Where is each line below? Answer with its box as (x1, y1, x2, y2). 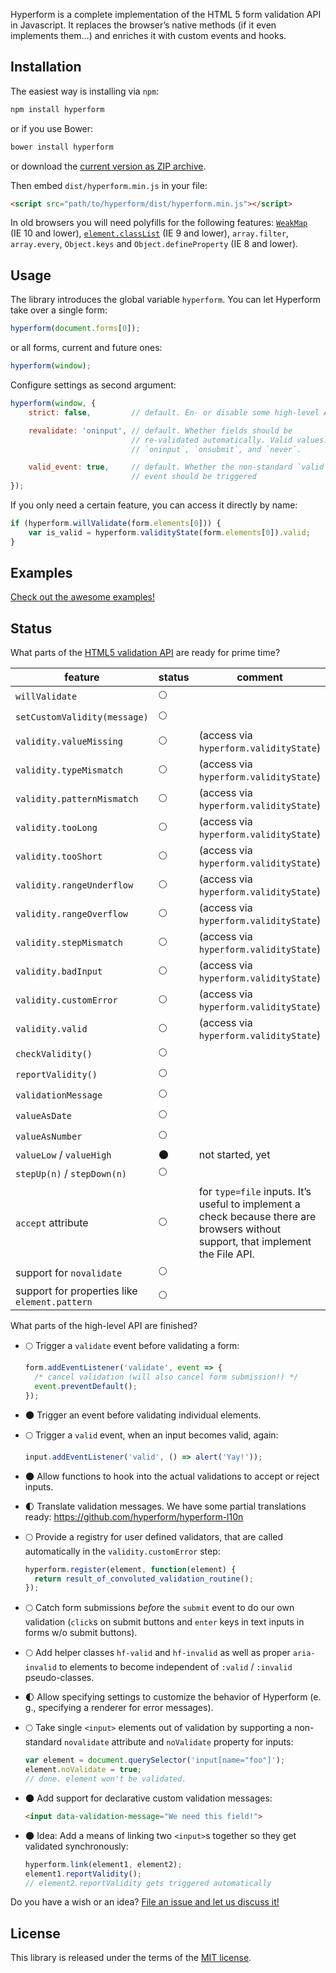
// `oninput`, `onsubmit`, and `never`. (131, 444, 302, 454)
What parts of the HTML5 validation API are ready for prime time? (10, 647, 281, 659)
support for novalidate (15, 1265, 123, 1279)
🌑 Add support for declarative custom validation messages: (24, 1792, 273, 1804)
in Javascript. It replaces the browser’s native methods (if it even (10, 19, 277, 31)
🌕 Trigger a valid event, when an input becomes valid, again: (24, 1429, 279, 1441)
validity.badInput (15, 966, 103, 978)
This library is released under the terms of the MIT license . (10, 1952, 252, 1964)
